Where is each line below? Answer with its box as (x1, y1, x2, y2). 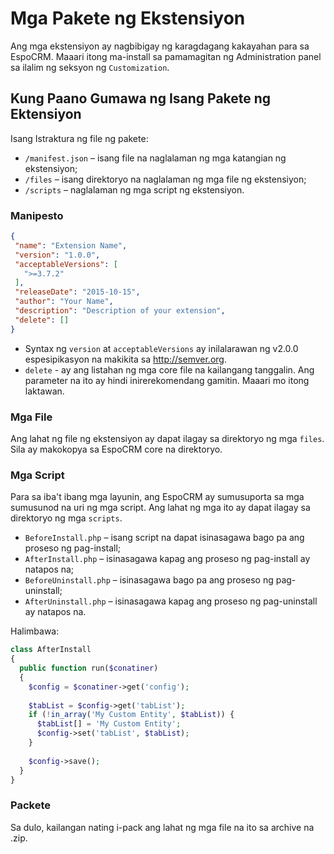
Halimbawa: (10, 625, 60, 637)
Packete (10, 798, 51, 812)
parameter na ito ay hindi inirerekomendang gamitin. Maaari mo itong (24, 374, 310, 386)
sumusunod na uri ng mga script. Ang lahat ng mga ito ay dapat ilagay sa (10, 502, 311, 514)
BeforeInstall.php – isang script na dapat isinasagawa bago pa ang (24, 532, 305, 544)
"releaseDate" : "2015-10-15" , (14, 287, 141, 297)
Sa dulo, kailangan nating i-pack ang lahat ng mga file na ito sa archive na (10, 821, 315, 833)
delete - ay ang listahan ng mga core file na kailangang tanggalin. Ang (24, 363, 315, 376)
